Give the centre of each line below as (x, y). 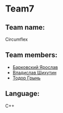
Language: (22, 94)
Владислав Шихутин (35, 72)
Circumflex (17, 39)
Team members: (31, 55)
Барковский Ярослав (35, 67)
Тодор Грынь (26, 78)
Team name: (25, 27)
